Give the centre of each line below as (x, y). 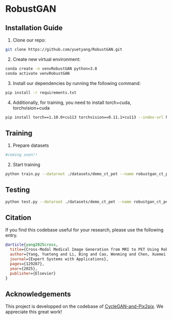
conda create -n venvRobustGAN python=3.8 (51, 69)
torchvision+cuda (31, 108)
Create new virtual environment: (47, 59)
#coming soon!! (21, 155)
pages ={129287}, (27, 264)
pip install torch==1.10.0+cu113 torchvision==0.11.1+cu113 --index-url (84, 117)
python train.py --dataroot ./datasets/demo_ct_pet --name (70, 174)
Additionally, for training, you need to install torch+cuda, (72, 102)
